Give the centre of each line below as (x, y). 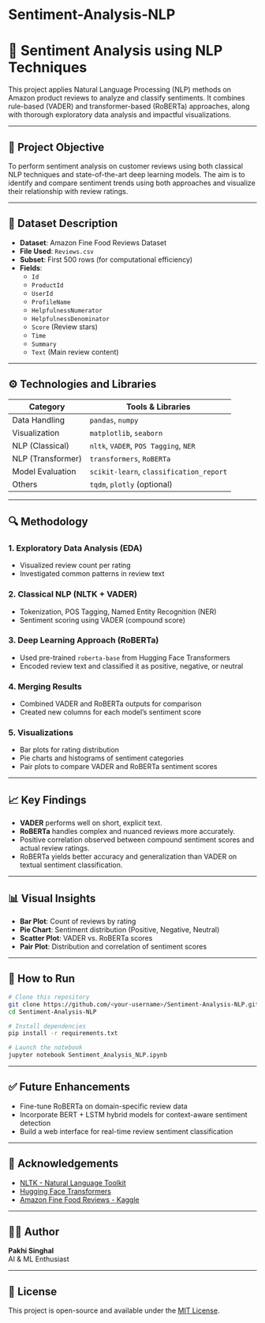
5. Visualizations (41, 733)
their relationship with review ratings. (68, 191)
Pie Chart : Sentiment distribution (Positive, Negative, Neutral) (119, 930)
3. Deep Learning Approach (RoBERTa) (84, 640)
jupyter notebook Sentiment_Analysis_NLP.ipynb (88, 1055)
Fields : (31, 267)
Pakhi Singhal (31, 1251)
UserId (42, 294)
